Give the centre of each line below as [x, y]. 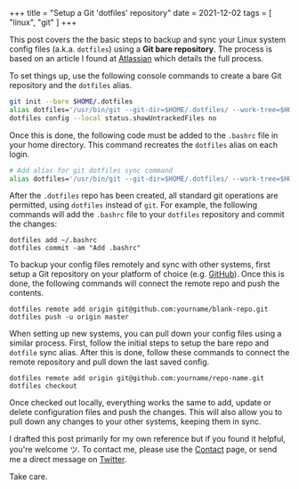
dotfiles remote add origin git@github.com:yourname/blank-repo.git [139, 310]
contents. [27, 293]
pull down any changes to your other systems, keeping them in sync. [135, 421]
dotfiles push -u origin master [69, 317]
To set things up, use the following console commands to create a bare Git [145, 76]
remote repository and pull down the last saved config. [109, 362]
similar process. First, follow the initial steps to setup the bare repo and [139, 343]
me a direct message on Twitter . [68, 460]
